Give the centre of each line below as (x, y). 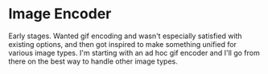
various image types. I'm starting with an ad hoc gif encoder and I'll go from (134, 53)
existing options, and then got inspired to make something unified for (123, 44)
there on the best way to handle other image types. (93, 61)
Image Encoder (60, 14)
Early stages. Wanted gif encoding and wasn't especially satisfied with (126, 36)
